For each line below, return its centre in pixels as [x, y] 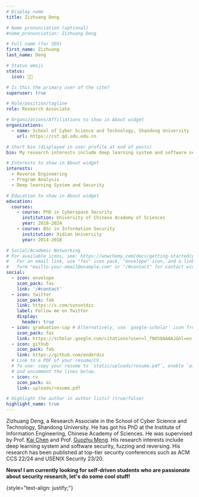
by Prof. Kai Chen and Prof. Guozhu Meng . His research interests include [95, 440]
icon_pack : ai [34, 382]
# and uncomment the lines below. [54, 371]
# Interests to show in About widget [53, 163]
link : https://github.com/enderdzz [61, 355]
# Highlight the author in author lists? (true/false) [75, 399]
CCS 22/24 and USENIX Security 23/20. [55, 459]
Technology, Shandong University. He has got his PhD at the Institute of [94, 427]
